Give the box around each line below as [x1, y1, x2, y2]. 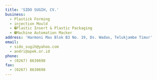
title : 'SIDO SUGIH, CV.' [5, 7, 59, 12]
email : [5, 40, 19, 45]
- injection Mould [9, 21, 48, 26]
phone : [5, 53, 19, 59]
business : [5, 12, 26, 17]
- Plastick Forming [9, 16, 50, 21]
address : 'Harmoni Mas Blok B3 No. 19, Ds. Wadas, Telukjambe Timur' [5, 35, 153, 40]
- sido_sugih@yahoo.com [9, 44, 59, 49]
